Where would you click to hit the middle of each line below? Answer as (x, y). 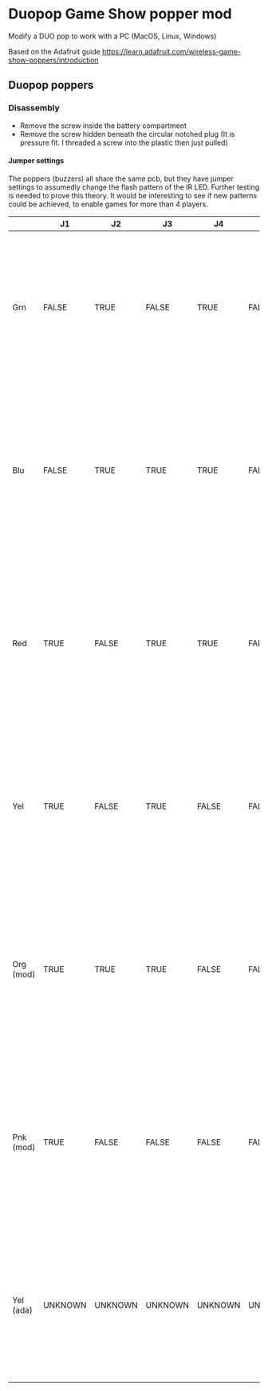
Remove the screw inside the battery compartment (103, 126)
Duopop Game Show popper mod (120, 14)
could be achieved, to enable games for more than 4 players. (108, 204)
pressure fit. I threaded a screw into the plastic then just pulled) (124, 142)
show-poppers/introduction (53, 60)
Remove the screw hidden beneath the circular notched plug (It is (127, 134)
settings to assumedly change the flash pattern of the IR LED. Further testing (134, 187)
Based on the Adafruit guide (55, 51)
